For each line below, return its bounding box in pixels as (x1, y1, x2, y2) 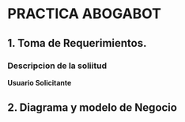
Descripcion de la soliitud (7, 60, 108, 71)
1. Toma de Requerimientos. (7, 36, 147, 50)
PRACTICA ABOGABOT (7, 5, 161, 23)
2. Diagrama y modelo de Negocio (7, 101, 177, 115)
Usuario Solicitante (7, 78, 72, 87)
